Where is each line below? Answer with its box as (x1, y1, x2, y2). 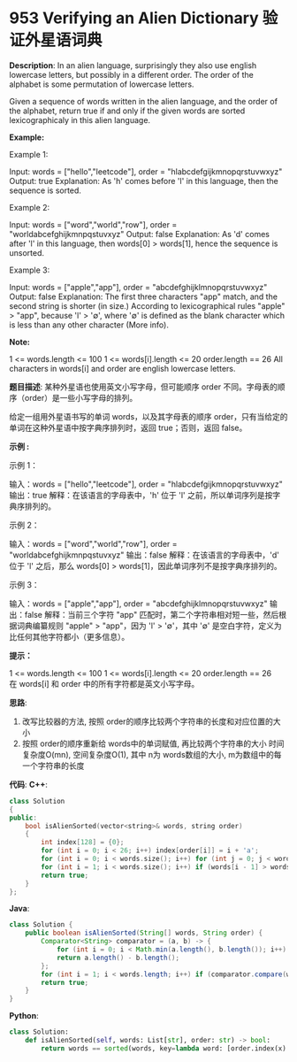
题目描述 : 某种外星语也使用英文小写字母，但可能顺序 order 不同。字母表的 (9, 381, 278, 392)
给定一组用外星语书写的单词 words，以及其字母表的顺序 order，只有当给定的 (9, 411, 288, 421)
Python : (9, 1011, 39, 1021)
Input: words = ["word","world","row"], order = (9, 219, 178, 230)
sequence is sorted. (9, 185, 82, 196)
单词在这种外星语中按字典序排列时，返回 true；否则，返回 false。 (9, 422, 247, 433)
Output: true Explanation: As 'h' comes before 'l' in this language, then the (9, 175, 278, 186)
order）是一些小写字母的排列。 (24, 392, 138, 403)
